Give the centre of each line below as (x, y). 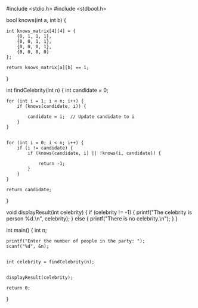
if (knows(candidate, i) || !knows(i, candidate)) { (95, 153)
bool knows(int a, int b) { (36, 20)
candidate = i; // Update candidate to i (81, 117)
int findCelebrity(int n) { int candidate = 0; (57, 90)
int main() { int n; (27, 230)
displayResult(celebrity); (40, 278)
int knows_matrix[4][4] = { (41, 31)
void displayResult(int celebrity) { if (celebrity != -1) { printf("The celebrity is (99, 212)
